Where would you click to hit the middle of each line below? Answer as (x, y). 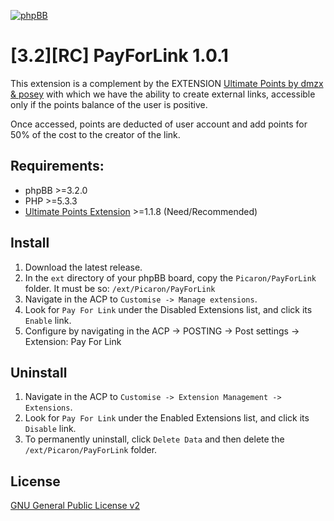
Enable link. (48, 320)
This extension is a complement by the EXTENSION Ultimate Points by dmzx (167, 83)
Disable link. (50, 429)
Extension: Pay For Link (73, 341)
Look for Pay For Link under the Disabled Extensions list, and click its (168, 309)
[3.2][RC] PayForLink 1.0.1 (119, 56)
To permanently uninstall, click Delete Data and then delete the (154, 439)
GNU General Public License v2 (75, 506)
